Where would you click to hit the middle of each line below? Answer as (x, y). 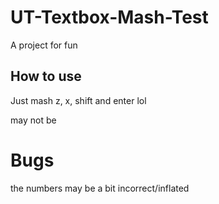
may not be (33, 120)
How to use (46, 76)
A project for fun (44, 45)
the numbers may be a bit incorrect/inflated (100, 188)
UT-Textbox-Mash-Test (109, 17)
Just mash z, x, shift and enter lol (78, 100)
